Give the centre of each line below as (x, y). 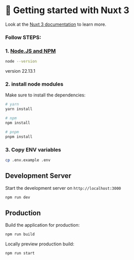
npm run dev (18, 197)
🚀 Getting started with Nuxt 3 (67, 10)
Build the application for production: (42, 225)
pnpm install (19, 137)
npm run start (20, 253)
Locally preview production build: (40, 244)
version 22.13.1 (20, 71)
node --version (21, 62)
